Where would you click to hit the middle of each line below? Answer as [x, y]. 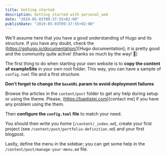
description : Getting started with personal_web [57, 14]
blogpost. [15, 134]
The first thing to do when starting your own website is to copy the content [83, 63]
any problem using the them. [35, 104]
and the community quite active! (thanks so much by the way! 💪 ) [71, 54]
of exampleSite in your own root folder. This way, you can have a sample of [83, 69]
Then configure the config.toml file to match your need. [63, 114]
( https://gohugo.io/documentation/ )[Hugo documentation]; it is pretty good [82, 48]
